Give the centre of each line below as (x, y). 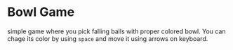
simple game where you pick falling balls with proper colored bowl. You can (116, 31)
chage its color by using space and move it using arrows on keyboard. (108, 38)
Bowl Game (41, 12)
